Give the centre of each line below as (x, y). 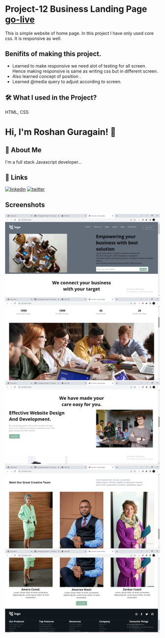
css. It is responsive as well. (33, 38)
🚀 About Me (23, 150)
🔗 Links (16, 177)
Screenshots (25, 205)
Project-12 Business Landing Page (76, 9)
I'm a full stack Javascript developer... (43, 162)
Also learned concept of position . (46, 76)
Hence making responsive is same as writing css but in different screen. (85, 71)
